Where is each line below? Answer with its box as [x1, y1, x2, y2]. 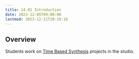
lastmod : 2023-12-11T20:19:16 [5, 16, 68, 21]
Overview [5, 35, 36, 43]
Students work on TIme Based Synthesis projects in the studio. [5, 48, 134, 54]
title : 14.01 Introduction [5, 7, 61, 12]
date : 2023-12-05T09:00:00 [5, 12, 61, 17]
